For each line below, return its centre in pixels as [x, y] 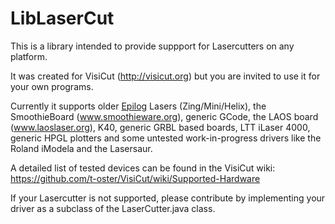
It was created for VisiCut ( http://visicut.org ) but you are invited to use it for [165, 76]
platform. [29, 56]
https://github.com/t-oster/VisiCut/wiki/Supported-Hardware [135, 178]
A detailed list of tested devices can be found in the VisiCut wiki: [143, 168]
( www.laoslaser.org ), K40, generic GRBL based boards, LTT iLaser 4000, [160, 127]
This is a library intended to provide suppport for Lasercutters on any [152, 46]
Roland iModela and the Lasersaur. [81, 148]
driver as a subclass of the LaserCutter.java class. [113, 208]
